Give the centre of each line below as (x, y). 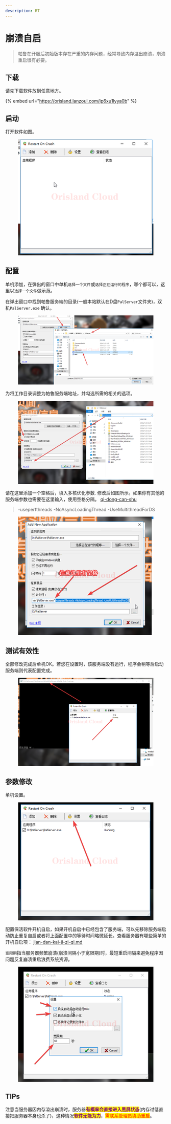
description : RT (22, 11)
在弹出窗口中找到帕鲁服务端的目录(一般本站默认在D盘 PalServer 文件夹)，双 (84, 301)
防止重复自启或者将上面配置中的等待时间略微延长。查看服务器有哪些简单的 (88, 935)
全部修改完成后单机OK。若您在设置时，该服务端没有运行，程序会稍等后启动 (85, 664)
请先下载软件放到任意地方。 (34, 91)
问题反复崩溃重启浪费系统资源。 (39, 959)
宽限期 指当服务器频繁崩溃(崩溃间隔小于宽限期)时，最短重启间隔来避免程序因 (84, 953)
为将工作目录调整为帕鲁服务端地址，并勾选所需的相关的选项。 (70, 394)
